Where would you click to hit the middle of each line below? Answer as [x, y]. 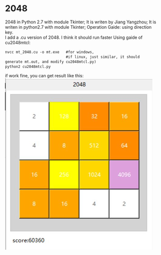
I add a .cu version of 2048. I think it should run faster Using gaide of [74, 37]
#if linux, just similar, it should [103, 57]
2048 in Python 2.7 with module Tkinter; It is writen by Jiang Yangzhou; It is [81, 22]
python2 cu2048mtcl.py [28, 67]
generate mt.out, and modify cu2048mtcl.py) [51, 62]
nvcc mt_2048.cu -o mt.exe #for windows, [50, 52]
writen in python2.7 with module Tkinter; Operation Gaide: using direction [78, 27]
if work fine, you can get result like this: [44, 75]
